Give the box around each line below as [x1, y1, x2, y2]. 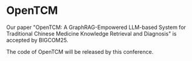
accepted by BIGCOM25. [6, 36, 68, 43]
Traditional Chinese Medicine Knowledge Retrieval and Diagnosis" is [6, 30, 177, 37]
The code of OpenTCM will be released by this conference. [6, 48, 154, 55]
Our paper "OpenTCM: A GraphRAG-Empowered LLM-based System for [6, 24, 187, 31]
